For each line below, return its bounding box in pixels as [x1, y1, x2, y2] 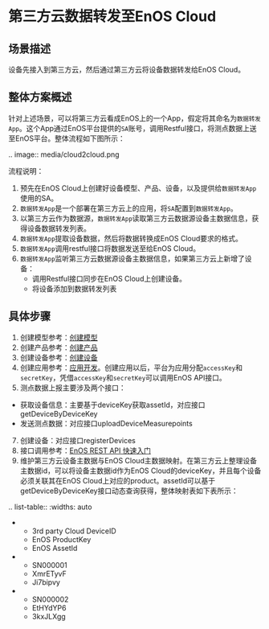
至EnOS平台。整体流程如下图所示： [8, 134, 126, 143]
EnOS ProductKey [31, 534, 92, 544]
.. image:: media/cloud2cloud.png [8, 150, 120, 159]
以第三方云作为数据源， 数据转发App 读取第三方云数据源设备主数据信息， [19, 213, 252, 223]
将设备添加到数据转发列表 [31, 283, 117, 294]
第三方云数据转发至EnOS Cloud [8, 7, 217, 26]
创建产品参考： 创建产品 [19, 343, 98, 352]
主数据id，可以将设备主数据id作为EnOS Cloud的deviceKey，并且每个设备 [19, 466, 262, 475]
